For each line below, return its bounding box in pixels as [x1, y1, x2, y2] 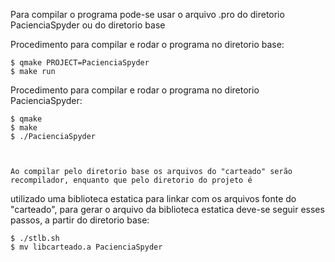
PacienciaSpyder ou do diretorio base [10, 19, 166, 31]
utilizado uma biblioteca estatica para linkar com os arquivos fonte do [10, 193, 297, 204]
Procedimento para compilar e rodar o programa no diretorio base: [10, 39, 285, 50]
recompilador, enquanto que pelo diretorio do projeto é [10, 175, 253, 185]
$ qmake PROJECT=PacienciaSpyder [10, 58, 150, 68]
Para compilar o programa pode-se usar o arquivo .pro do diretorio [10, 9, 285, 20]
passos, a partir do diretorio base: [10, 214, 150, 226]
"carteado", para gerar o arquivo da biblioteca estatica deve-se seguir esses [10, 204, 325, 215]
